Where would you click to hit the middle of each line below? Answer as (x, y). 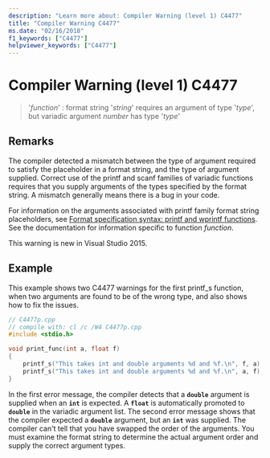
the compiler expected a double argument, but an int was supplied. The (127, 419)
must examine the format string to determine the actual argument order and (133, 437)
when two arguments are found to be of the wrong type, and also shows (128, 296)
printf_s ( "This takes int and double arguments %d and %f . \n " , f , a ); (143, 364)
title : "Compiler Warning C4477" (64, 23)
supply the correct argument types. (67, 445)
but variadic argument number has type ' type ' (104, 117)
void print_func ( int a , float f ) (64, 349)
